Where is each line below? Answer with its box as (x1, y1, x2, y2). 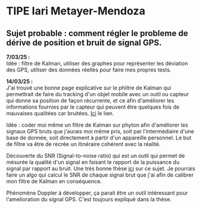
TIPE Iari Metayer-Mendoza (6, 4, 146, 18)
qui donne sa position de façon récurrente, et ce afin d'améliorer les (6, 97, 175, 104)
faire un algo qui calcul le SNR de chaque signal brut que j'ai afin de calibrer (6, 171, 194, 178)
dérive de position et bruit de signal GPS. (6, 37, 162, 47)
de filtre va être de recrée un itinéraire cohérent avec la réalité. (6, 141, 161, 148)
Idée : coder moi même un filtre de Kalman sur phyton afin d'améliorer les (6, 121, 188, 129)
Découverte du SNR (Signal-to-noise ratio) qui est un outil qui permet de (6, 152, 185, 159)
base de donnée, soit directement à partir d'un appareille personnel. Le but (6, 134, 192, 141)
